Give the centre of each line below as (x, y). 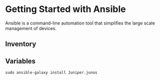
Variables (21, 61)
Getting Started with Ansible (66, 9)
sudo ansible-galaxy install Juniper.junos (51, 73)
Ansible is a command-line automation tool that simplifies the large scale (80, 23)
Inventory (21, 44)
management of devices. (31, 28)
